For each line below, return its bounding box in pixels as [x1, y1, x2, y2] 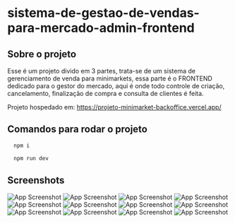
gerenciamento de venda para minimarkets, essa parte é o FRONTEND [7, 74, 213, 83]
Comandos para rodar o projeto [7, 123, 148, 135]
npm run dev [13, 155, 49, 162]
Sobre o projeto [7, 48, 76, 60]
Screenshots [7, 174, 65, 186]
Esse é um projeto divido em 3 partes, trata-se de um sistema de [7, 67, 196, 75]
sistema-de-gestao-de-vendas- [7, 5, 200, 21]
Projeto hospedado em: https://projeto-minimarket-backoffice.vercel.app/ [7, 103, 222, 111]
